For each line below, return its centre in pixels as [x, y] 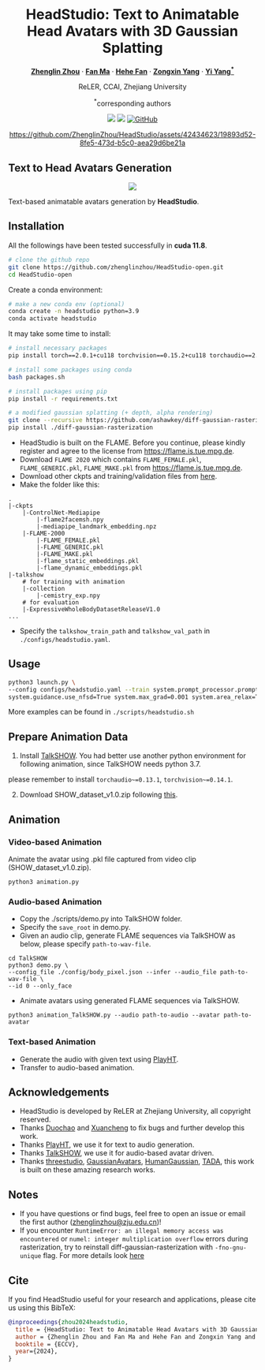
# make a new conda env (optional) [67, 304]
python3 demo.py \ [38, 965]
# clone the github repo [49, 259]
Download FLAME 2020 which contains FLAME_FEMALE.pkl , [110, 459]
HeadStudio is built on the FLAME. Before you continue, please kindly [132, 442]
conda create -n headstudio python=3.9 [74, 312]
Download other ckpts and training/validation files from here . [118, 476]
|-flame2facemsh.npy [70, 520]
